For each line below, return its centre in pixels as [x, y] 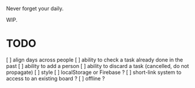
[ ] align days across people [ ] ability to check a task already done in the [95, 60]
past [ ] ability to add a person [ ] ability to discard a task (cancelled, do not [97, 66]
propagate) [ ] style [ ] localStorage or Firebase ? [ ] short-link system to [94, 72]
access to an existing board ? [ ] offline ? [56, 78]
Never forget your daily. [35, 9]
